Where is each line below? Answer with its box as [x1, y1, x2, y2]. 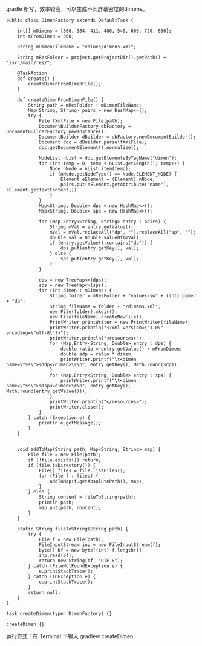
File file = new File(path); [28, 452, 102, 458]
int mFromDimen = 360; [17, 33, 74, 39]
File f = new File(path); [38, 536, 104, 542]
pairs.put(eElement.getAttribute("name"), [60, 182, 169, 188]
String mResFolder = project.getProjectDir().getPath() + [17, 54, 166, 61]
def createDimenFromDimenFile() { [17, 97, 104, 103]
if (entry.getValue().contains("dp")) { [49, 240, 153, 246]
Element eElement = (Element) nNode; [60, 176, 155, 182]
